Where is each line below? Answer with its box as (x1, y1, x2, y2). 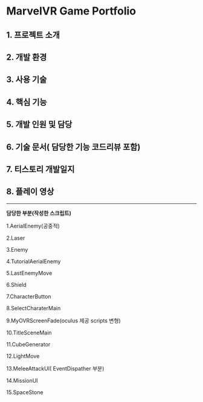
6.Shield (6, 281, 27, 288)
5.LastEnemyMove (6, 269, 53, 276)
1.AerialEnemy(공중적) (6, 222, 60, 229)
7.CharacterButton (6, 293, 51, 300)
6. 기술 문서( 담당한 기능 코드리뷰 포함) (6, 142, 141, 152)
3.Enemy (6, 246, 28, 253)
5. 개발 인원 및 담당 (6, 120, 72, 130)
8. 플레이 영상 (6, 187, 54, 197)
